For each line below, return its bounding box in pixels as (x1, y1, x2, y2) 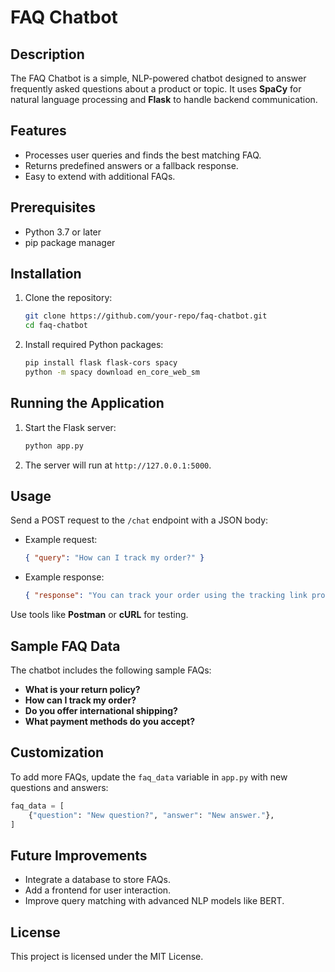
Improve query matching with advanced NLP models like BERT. (24, 895, 285, 907)
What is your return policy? (24, 684, 141, 695)
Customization (10, 744, 105, 761)
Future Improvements (10, 847, 148, 864)
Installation (10, 266, 82, 283)
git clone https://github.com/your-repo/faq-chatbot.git (24, 311, 268, 321)
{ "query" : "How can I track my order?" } (24, 553, 205, 563)
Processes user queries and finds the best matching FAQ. (24, 149, 262, 161)
